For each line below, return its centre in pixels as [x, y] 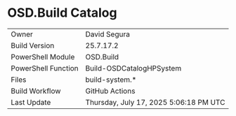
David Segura [107, 34]
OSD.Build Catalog [62, 13]
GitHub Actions [110, 91]
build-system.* [111, 80]
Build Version [33, 45]
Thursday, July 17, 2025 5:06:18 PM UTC [155, 102]
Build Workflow [36, 91]
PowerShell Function [45, 68]
